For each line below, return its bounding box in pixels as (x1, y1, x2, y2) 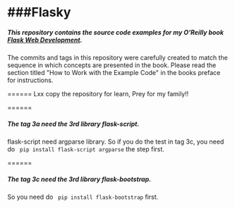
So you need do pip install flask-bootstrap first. (7, 192, 159, 202)
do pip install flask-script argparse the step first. (7, 145, 164, 154)
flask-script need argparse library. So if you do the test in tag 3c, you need (7, 137, 224, 146)
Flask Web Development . (7, 35, 83, 44)
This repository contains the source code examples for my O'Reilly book (7, 28, 224, 36)
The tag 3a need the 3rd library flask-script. (7, 120, 140, 128)
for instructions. (7, 76, 54, 85)
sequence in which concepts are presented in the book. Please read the (7, 61, 217, 69)
